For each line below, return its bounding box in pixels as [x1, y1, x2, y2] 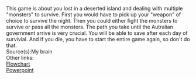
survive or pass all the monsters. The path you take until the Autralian [6, 23, 174, 30]
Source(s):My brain [6, 48, 53, 55]
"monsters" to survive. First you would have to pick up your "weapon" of [6, 11, 181, 18]
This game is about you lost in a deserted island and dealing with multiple [6, 5, 183, 12]
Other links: [6, 55, 34, 61]
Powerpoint [6, 67, 34, 73]
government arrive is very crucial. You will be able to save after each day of [6, 30, 188, 37]
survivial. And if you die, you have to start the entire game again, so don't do [6, 36, 190, 42]
